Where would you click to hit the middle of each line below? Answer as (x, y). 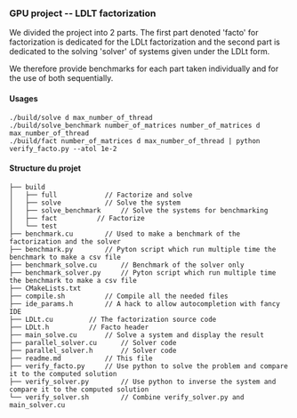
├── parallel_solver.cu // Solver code (93, 342)
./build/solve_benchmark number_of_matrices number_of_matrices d (135, 125)
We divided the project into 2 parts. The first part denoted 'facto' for (134, 33)
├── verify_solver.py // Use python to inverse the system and (143, 382)
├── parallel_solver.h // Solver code (93, 350)
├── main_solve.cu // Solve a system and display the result (137, 335)
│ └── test (33, 226)
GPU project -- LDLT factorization (83, 13)
